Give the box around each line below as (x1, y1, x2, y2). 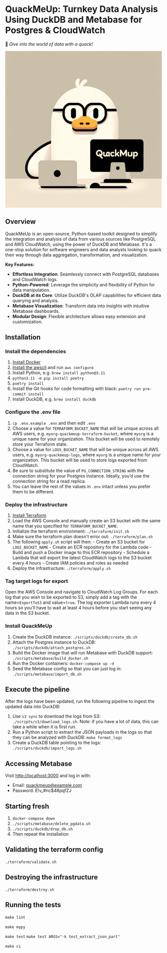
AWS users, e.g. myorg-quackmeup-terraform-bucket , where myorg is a (12, 430, 154, 436)
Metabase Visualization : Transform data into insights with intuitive (12, 302, 150, 309)
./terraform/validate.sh (5, 859, 57, 864)
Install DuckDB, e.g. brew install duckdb (12, 396, 96, 402)
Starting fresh (5, 802, 50, 810)
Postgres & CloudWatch (5, 25, 105, 36)
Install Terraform (12, 512, 47, 518)
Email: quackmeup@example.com (12, 782, 82, 788)
